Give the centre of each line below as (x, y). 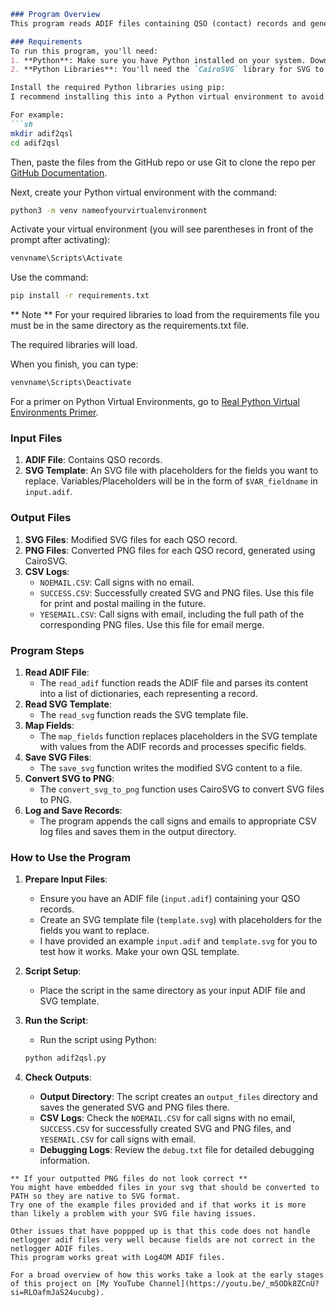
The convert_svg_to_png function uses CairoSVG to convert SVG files (182, 789)
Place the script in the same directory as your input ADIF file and (172, 991)
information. (64, 1161)
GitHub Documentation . (59, 172)
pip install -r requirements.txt (80, 296)
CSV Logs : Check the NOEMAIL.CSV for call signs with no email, (167, 1118)
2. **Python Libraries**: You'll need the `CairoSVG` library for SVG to (167, 70)
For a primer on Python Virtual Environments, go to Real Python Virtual (155, 401)
